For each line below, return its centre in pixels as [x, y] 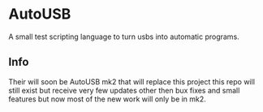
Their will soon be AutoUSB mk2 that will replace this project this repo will [132, 81]
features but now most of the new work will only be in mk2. [108, 99]
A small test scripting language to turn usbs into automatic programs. [124, 37]
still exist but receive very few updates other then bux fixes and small [124, 90]
